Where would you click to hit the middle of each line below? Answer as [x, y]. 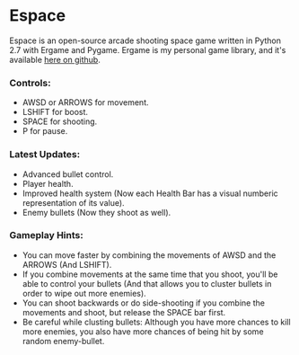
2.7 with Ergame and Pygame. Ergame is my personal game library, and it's [148, 49]
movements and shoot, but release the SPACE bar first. [124, 312]
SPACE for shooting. [60, 121]
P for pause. [45, 131]
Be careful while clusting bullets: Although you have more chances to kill [156, 322]
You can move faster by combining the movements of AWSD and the [149, 255]
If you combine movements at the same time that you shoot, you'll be [150, 274]
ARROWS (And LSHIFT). [67, 264]
